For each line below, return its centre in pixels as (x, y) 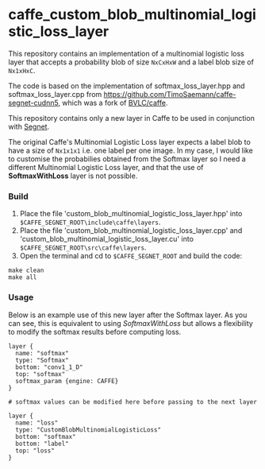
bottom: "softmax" (46, 436)
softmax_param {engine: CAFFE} (67, 381)
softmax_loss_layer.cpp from (55, 94)
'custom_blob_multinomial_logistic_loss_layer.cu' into (107, 239)
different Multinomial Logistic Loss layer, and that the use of (106, 167)
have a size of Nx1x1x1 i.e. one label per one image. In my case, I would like (131, 150)
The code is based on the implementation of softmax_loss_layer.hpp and (127, 86)
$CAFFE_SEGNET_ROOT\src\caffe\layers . (83, 247)
